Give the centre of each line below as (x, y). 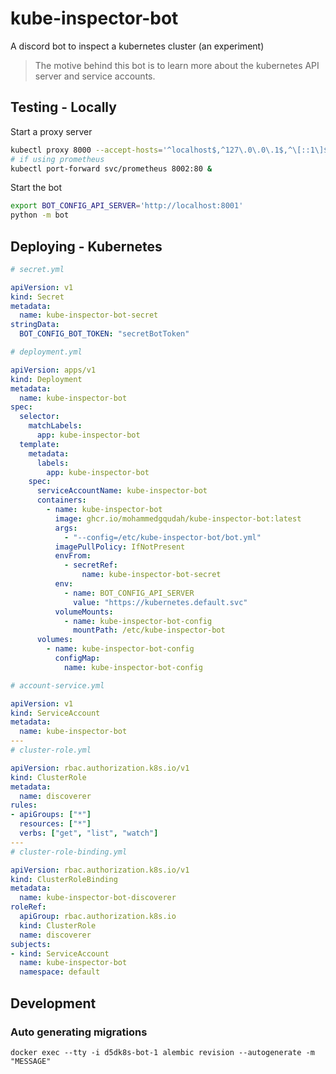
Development (53, 1003)
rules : (24, 805)
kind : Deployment (46, 379)
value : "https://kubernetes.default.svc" (160, 602)
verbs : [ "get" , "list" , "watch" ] (89, 833)
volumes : (55, 640)
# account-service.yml (57, 685)
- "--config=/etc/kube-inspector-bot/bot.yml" (162, 537)
